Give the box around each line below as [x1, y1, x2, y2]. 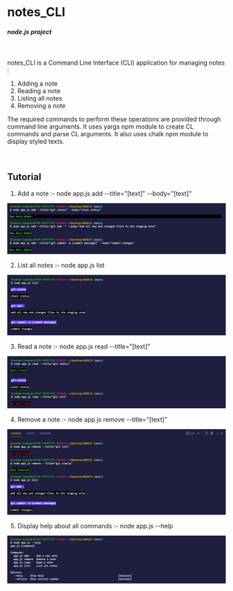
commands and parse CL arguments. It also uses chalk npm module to [7, 130, 209, 138]
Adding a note [17, 79, 58, 88]
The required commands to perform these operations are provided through [7, 115, 221, 124]
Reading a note [17, 87, 61, 95]
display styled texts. [7, 137, 64, 146]
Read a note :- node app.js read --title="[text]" [17, 342, 150, 351]
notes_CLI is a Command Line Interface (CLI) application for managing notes [7, 58, 225, 67]
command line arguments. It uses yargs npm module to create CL [7, 122, 194, 131]
